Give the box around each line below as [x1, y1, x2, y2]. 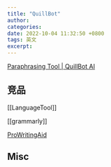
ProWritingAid [7, 131, 47, 139]
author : [7, 17, 30, 24]
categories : [7, 23, 42, 30]
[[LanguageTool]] [7, 103, 57, 112]
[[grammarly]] [7, 116, 47, 125]
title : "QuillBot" [7, 10, 61, 18]
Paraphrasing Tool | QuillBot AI [7, 62, 96, 70]
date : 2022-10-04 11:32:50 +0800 [7, 29, 105, 37]
